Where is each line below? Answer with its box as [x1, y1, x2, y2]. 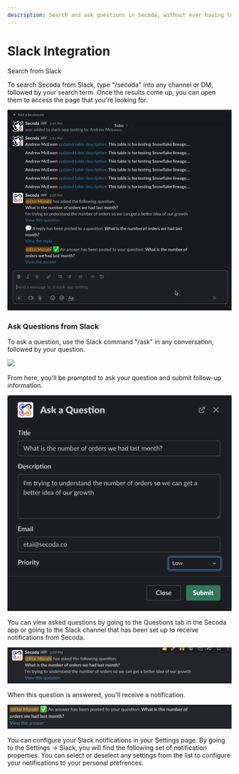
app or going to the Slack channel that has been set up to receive [7, 626, 199, 635]
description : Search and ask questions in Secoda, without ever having [7, 11, 224, 18]
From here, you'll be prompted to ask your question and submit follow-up [7, 373, 222, 382]
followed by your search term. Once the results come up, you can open [7, 88, 216, 96]
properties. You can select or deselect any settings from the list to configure [7, 751, 231, 759]
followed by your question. [7, 345, 85, 354]
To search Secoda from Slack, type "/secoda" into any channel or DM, [7, 80, 213, 89]
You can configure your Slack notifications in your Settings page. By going [7, 736, 225, 744]
